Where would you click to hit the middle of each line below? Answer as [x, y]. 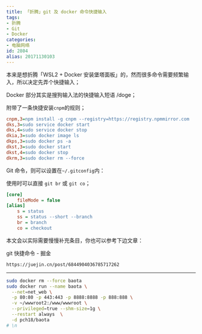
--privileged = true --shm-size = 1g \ [56, 309]
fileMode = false [39, 200]
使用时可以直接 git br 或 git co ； [48, 183]
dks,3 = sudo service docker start [48, 125]
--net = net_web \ [32, 292]
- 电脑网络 [18, 46]
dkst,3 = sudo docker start [38, 147]
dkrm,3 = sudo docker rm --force [45, 158]
